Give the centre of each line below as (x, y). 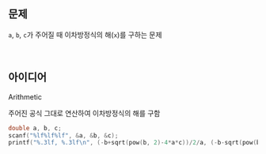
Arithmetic (25, 96)
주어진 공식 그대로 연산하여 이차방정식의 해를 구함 (84, 113)
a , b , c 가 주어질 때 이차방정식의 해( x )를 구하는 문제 (85, 35)
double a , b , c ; (35, 128)
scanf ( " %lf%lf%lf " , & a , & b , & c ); (63, 135)
